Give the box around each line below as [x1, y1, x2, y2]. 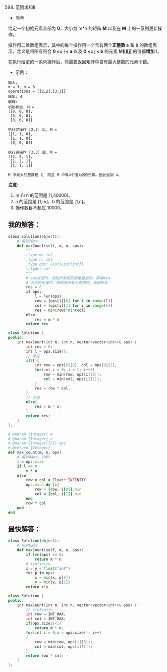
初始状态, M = [8, 105, 34, 110]
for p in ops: [26, 570, 55, 576]
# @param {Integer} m [8, 432, 53, 437]
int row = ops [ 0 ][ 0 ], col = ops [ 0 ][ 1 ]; [34, 363, 117, 368]
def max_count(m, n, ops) [8, 450, 61, 455]
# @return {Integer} [8, 446, 51, 450]
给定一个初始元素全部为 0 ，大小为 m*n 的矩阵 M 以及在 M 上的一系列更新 [8, 25, 158, 31]
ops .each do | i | [26, 482, 59, 487]
